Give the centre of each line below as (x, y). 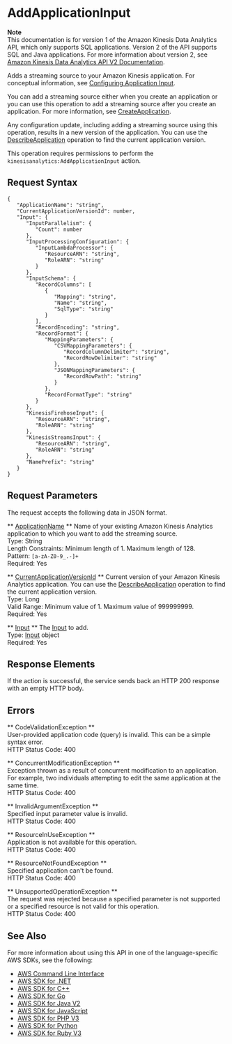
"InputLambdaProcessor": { (74, 248)
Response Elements (51, 664)
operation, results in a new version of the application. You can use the (107, 132)
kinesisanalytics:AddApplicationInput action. (74, 160)
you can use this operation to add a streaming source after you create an (112, 103)
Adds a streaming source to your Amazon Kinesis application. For (101, 76)
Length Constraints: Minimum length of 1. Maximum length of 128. (101, 548)
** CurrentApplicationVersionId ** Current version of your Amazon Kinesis (114, 577)
